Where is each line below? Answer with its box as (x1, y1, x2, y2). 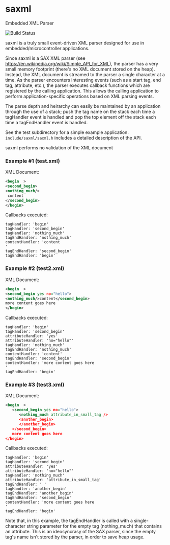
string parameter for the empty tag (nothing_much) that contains (26, 523, 162, 529)
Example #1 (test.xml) (5, 157, 60, 164)
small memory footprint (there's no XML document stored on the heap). (5, 66, 155, 72)
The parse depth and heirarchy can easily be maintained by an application (5, 103, 161, 109)
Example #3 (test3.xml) (5, 381, 65, 389)
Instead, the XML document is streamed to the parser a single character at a (5, 71, 165, 77)
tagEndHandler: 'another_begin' (5, 491, 74, 496)
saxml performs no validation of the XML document (5, 144, 114, 151)
